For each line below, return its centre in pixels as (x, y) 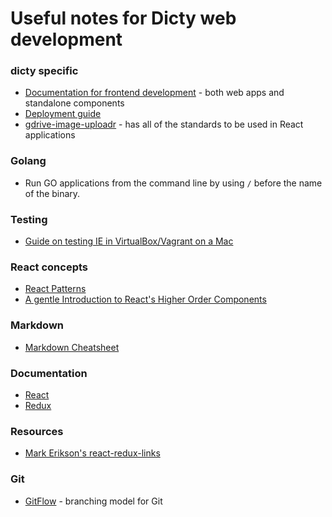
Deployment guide (63, 114)
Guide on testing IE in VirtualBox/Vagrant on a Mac (129, 241)
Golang (28, 161)
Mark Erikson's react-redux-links (92, 453)
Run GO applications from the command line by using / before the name (173, 183)
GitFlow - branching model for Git (93, 501)
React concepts (49, 267)
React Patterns (55, 289)
